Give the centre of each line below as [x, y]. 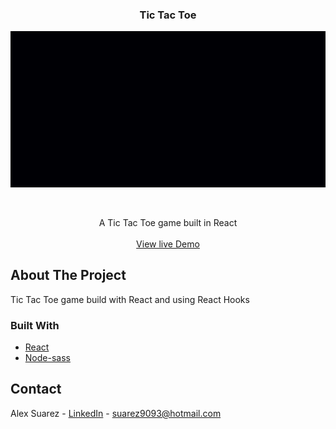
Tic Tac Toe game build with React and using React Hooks [130, 299]
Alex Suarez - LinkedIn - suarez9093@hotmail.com [116, 413]
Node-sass [47, 357]
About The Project [68, 275]
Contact [36, 389]
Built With [35, 325]
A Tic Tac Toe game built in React [168, 222]
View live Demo [168, 244]
